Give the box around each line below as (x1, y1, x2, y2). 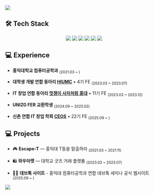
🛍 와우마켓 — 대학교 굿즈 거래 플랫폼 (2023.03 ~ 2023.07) (12, 158, 122, 165)
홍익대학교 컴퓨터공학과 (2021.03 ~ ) (12, 67, 80, 74)
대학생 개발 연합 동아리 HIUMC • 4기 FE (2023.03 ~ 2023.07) (12, 79, 127, 86)
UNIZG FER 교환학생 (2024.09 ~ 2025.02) (12, 102, 90, 109)
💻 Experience (5, 51, 50, 59)
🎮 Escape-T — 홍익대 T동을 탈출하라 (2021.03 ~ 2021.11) (12, 146, 121, 153)
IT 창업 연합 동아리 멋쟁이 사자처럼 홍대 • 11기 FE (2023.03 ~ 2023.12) (12, 90, 143, 98)
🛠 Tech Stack (5, 19, 49, 28)
